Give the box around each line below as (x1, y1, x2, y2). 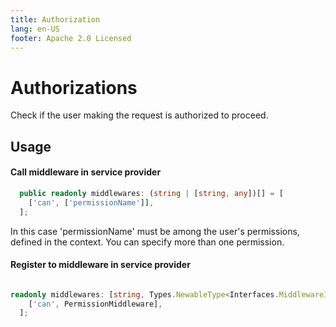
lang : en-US (10, 24, 60, 34)
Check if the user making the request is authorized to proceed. (10, 109, 269, 121)
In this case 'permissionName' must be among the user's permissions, (10, 225, 300, 237)
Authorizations (10, 76, 138, 99)
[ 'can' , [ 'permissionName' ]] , (28, 197, 155, 208)
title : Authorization (10, 14, 101, 25)
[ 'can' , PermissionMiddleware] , (28, 299, 163, 309)
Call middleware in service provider (10, 166, 162, 178)
